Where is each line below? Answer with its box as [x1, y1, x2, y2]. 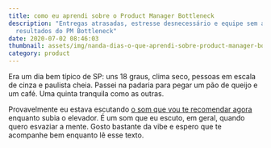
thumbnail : [8, 42, 45, 50]
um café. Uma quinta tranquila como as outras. [8, 89, 165, 98]
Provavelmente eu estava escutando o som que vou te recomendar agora [8, 104, 252, 114]
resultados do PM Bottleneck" [15, 27, 117, 35]
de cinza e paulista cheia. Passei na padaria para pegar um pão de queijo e [8, 80, 258, 90]
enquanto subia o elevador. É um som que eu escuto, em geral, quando [8, 113, 245, 122]
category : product [8, 49, 70, 57]
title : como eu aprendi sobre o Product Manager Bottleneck [8, 11, 215, 20]
